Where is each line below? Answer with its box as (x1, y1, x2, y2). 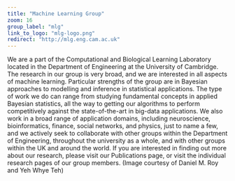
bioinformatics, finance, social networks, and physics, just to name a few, (7, 122, 219, 130)
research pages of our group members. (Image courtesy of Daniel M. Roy (7, 159, 219, 167)
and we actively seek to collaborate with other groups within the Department (7, 129, 228, 138)
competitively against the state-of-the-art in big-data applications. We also (7, 107, 223, 116)
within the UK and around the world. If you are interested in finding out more (7, 144, 227, 152)
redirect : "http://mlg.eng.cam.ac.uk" (7, 36, 120, 43)
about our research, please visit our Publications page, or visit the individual (7, 151, 226, 160)
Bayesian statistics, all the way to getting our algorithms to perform (7, 100, 201, 108)
